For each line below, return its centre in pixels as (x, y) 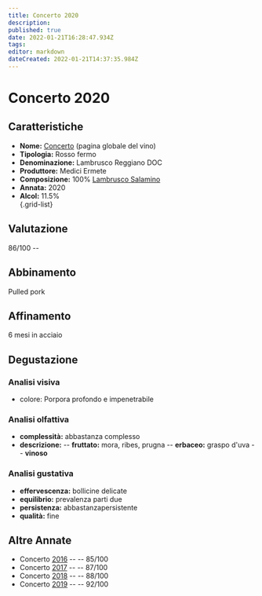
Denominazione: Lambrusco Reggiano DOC (91, 163)
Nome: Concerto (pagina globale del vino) (88, 145)
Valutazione (38, 229)
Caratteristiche (46, 127)
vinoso (36, 453)
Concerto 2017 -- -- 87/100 (64, 568)
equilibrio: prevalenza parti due (71, 499)
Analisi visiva (34, 382)
